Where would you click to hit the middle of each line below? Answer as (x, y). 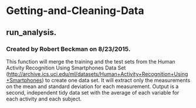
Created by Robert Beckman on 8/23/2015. (68, 49)
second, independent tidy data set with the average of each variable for (93, 92)
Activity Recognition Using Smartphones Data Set (66, 68)
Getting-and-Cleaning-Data (75, 11)
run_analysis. (31, 32)
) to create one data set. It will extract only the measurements (116, 80)
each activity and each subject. (44, 99)
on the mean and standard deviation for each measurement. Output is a (92, 86)
